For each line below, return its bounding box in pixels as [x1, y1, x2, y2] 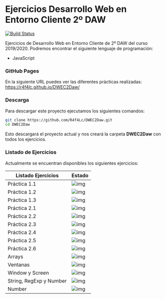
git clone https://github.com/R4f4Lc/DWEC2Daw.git [5, 117, 113, 122]
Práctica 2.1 [7, 204, 36, 211]
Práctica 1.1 [7, 180, 36, 187]
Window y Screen [7, 269, 49, 276]
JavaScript [12, 55, 35, 61]
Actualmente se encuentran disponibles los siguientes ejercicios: [5, 160, 139, 166]
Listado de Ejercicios [5, 149, 57, 156]
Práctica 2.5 [7, 237, 36, 244]
